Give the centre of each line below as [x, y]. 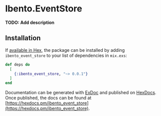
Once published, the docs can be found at [48, 98]
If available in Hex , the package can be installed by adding [65, 50]
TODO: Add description [30, 22]
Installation [23, 38]
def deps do [17, 64]
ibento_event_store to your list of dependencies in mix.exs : [66, 55]
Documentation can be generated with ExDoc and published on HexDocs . [81, 93]
